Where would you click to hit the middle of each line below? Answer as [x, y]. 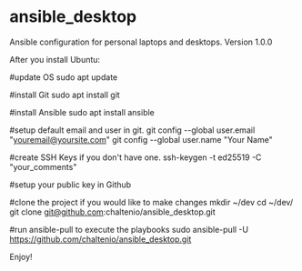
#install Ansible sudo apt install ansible [82, 112]
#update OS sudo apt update [64, 77]
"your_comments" [43, 166]
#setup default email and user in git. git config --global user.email [132, 130]
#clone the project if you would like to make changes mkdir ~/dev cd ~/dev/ [151, 202]
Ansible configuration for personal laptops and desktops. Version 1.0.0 [141, 42]
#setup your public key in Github [70, 185]
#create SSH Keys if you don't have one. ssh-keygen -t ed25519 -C [136, 157]
